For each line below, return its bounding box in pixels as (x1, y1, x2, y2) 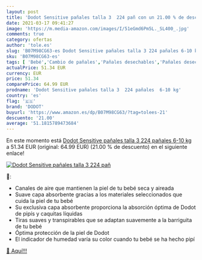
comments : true (6, 31, 44, 37)
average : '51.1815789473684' (6, 121, 79, 127)
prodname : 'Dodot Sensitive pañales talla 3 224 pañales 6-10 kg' (6, 87, 182, 93)
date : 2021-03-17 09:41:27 (6, 20, 74, 26)
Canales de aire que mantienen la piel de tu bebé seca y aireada (14, 184, 174, 192)
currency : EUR (6, 70, 42, 76)
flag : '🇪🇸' (6, 98, 36, 104)
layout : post (6, 8, 39, 15)
